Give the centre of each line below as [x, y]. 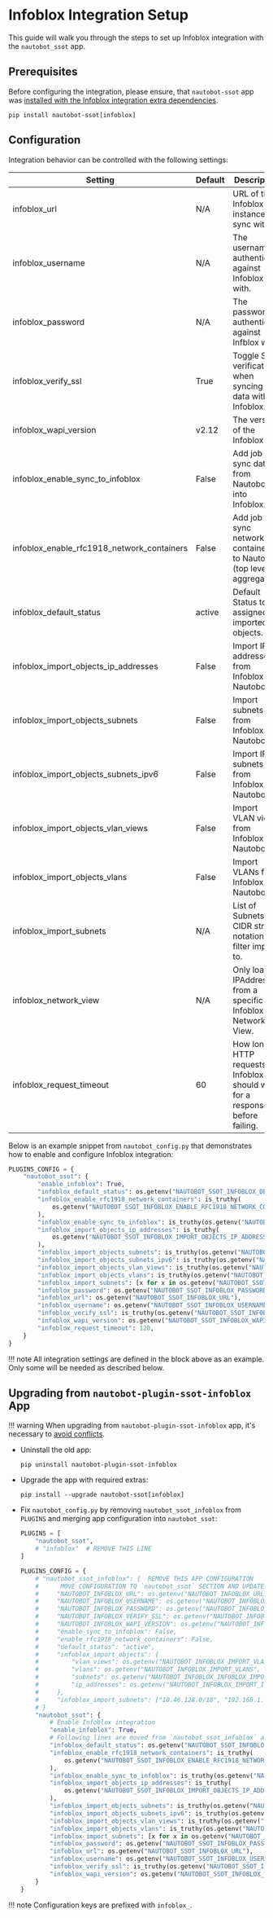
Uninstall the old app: [56, 1450]
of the [244, 429]
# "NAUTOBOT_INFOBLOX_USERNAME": [99, 1601]
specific [248, 1000]
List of [245, 905]
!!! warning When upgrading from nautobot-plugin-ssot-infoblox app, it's [132, 1425]
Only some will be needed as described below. [87, 1367]
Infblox [246, 342]
